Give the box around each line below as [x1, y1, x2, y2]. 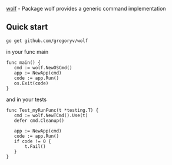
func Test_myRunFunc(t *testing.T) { [6, 107, 99, 113]
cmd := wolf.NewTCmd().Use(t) [14, 112, 88, 118]
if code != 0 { [14, 138, 51, 144]
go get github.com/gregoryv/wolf [6, 38, 88, 44]
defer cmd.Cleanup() [14, 118, 65, 124]
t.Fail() [24, 143, 46, 150]
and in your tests [6, 96, 47, 103]
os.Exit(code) [14, 80, 49, 86]
